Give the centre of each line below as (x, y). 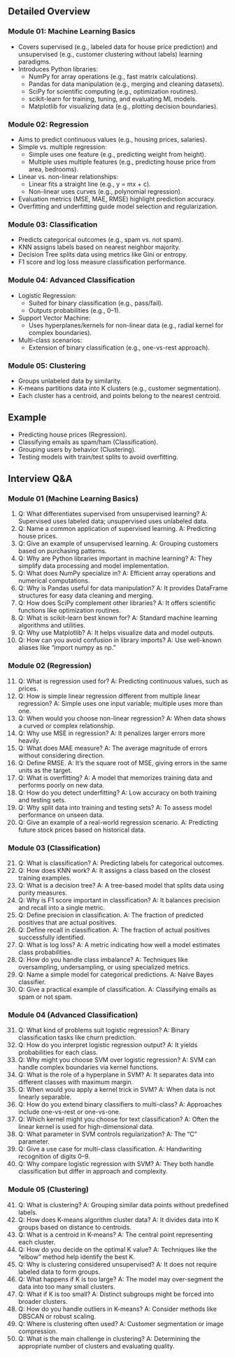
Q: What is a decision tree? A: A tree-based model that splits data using (121, 885)
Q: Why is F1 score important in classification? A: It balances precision (119, 900)
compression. (38, 1331)
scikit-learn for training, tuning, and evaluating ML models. (113, 99)
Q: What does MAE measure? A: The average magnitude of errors (113, 748)
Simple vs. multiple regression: (62, 147)
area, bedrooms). (54, 169)
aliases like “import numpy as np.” (67, 648)
